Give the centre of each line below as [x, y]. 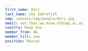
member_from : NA [21, 32]
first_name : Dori [22, 9]
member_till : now [22, 37]
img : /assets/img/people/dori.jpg [40, 18]
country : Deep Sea [23, 28]
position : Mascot [22, 41]
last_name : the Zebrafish [31, 14]
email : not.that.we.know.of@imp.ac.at [44, 23]
